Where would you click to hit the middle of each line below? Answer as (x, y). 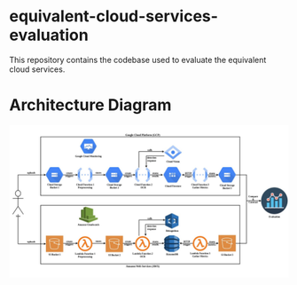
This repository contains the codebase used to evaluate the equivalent (138, 59)
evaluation (49, 35)
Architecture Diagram (90, 105)
